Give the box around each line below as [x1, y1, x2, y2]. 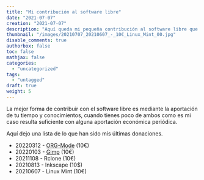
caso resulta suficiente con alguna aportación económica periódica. [6, 118, 178, 125]
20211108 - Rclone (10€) [15, 154, 76, 162]
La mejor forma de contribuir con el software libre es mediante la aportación [6, 105, 198, 112]
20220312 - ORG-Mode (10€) [15, 142, 90, 149]
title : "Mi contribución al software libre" [6, 9, 122, 15]
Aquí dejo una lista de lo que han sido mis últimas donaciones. [6, 129, 163, 137]
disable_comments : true [6, 37, 67, 43]
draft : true [6, 83, 37, 89]
